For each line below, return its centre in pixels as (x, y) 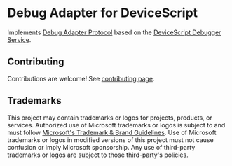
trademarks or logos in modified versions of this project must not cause (110, 140)
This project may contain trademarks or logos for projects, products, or (110, 118)
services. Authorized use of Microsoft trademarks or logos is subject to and (116, 125)
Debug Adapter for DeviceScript (103, 13)
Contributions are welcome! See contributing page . (81, 78)
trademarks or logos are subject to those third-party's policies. (98, 155)
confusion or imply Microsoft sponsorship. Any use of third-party (101, 147)
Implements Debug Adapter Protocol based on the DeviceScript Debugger (114, 32)
